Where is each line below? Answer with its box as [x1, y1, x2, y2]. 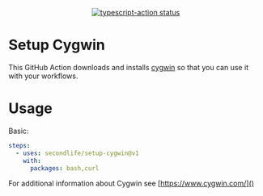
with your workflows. [8, 71, 78, 81]
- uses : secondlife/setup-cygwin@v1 [15, 149, 139, 157]
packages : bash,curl [29, 164, 100, 173]
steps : [8, 141, 31, 149]
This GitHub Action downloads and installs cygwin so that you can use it [8, 62, 249, 72]
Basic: [8, 126, 29, 136]
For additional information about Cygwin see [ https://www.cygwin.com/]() [8, 178, 255, 189]
